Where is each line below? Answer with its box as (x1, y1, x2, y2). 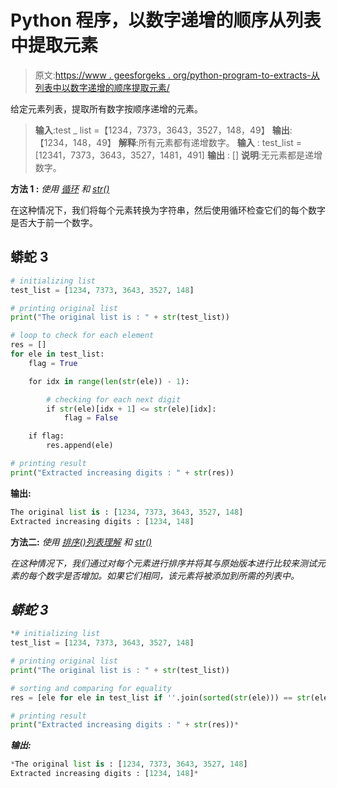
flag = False (63, 413, 118, 423)
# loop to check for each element (10, 331, 155, 341)
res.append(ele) (46, 441, 114, 451)
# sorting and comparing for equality (10, 683, 172, 693)
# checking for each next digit (46, 394, 182, 405)
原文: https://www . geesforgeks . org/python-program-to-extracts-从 (34, 69, 320, 81)
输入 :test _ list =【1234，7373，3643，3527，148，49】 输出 (34, 124, 290, 136)
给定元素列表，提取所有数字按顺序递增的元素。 (10, 102, 203, 115)
